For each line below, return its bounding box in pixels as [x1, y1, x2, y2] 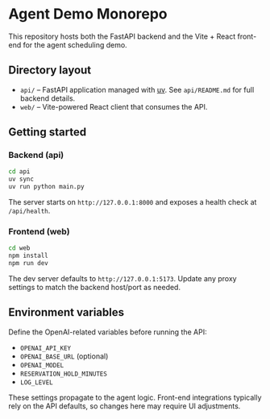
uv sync [8, 175, 35, 184]
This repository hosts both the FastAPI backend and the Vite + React [8, 31, 236, 41]
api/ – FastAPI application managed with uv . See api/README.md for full [19, 85, 255, 94]
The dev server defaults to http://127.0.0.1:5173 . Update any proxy [8, 273, 237, 283]
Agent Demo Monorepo [8, 5, 168, 23]
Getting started [8, 126, 87, 139]
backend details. [19, 93, 76, 103]
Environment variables [8, 305, 125, 319]
